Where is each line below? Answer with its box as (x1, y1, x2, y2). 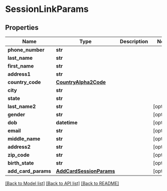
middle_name (7, 135, 41, 142)
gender (7, 111, 25, 118)
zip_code (7, 152, 30, 158)
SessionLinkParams (5, 3, 89, 15)
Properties (5, 23, 39, 32)
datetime (56, 119, 78, 126)
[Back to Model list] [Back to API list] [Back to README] (5, 181, 119, 186)
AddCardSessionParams (56, 168, 115, 175)
